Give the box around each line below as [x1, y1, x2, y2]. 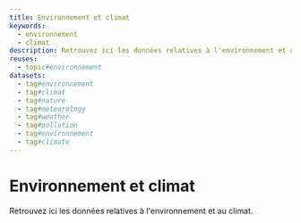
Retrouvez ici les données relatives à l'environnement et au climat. [9, 205, 254, 216]
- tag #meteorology [17, 104, 87, 113]
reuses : [9, 54, 39, 63]
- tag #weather [17, 112, 70, 121]
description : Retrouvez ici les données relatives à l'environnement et [9, 46, 287, 55]
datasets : [9, 71, 47, 80]
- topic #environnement [17, 63, 102, 72]
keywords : [9, 21, 47, 30]
